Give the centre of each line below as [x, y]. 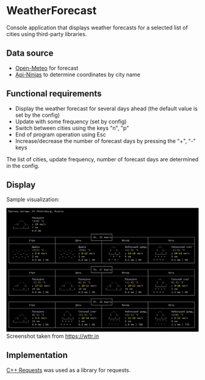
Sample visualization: [33, 200]
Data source [30, 53]
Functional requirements [54, 94]
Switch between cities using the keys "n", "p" [72, 128]
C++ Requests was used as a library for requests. [69, 370]
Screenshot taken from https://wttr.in [53, 336]
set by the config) [37, 115]
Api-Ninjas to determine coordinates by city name [77, 75]
